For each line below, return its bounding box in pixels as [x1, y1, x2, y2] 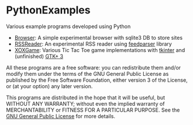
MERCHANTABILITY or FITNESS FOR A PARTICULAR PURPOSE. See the [6, 106, 180, 113]
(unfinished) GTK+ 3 [14, 53, 63, 60]
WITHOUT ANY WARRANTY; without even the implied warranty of [6, 100, 165, 107]
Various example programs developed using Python [6, 23, 131, 30]
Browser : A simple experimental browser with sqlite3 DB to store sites [14, 34, 183, 41]
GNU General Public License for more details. [6, 112, 116, 120]
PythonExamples [6, 4, 91, 17]
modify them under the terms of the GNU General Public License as [6, 70, 169, 77]
